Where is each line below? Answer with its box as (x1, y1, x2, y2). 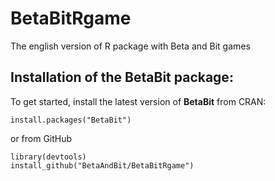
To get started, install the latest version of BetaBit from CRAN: (10, 95, 267, 107)
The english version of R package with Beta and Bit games (10, 40, 251, 52)
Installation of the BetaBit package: (10, 69, 234, 86)
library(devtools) (10, 152, 87, 162)
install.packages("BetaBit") (10, 115, 132, 125)
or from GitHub (10, 132, 73, 144)
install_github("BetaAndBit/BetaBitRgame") (10, 160, 195, 171)
